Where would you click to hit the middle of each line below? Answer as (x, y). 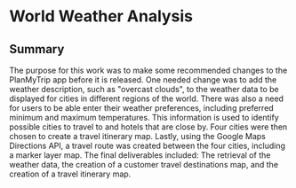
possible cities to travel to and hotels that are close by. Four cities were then (148, 127)
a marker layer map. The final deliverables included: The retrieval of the (140, 155)
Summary (37, 49)
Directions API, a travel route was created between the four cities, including (148, 145)
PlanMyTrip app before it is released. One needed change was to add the (143, 80)
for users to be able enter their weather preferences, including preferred (141, 108)
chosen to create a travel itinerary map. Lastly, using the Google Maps (138, 136)
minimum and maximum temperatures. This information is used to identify (144, 117)
